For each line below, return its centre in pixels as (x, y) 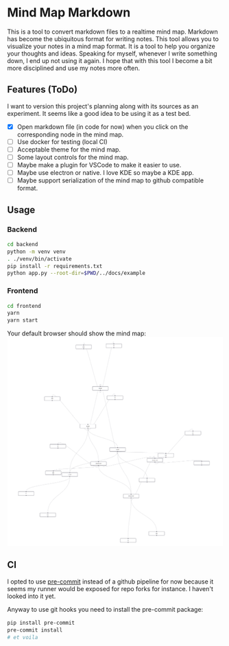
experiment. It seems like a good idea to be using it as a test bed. (99, 113)
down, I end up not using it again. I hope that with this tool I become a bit (110, 60)
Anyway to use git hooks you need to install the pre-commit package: (105, 609)
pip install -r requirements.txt (55, 266)
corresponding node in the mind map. (70, 134)
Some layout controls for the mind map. (73, 157)
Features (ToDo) (42, 89)
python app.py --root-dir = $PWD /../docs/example (76, 273)
